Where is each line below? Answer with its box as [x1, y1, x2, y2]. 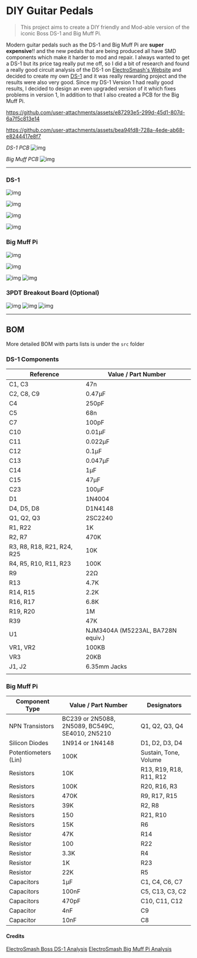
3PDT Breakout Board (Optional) [6, 289, 100, 297]
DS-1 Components [6, 355, 59, 363]
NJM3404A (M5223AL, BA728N [86, 626, 177, 635]
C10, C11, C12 [140, 897, 183, 905]
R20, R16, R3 [140, 782, 178, 790]
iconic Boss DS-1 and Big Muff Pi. [20, 29, 101, 36]
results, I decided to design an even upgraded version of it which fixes [6, 85, 176, 92]
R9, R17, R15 [140, 792, 178, 800]
